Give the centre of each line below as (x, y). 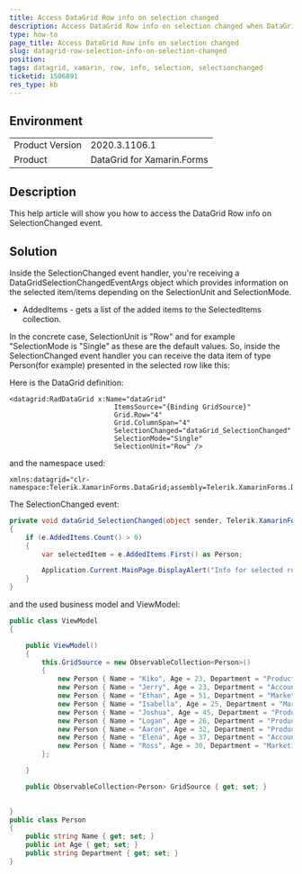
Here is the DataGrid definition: (67, 383)
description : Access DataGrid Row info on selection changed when (136, 26)
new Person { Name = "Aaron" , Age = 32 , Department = (160, 729)
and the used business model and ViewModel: (95, 605)
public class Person (48, 820)
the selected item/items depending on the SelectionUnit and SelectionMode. (151, 293)
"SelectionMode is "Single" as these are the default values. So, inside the (145, 347)
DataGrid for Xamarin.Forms (149, 160)
